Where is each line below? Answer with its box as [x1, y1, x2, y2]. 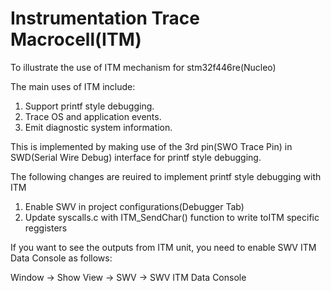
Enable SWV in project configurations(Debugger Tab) [24, 200, 245, 212]
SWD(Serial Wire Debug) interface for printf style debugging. [10, 151, 262, 163]
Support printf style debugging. [24, 100, 155, 112]
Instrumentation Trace [10, 7, 200, 30]
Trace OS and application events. [24, 110, 162, 122]
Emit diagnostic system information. [24, 121, 173, 133]
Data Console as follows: [10, 252, 113, 264]
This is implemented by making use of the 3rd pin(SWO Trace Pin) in [10, 140, 293, 152]
